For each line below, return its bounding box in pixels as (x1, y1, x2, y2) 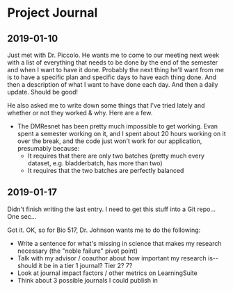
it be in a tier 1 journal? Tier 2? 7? (38, 261, 133, 269)
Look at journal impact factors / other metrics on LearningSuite (17, 269, 198, 277)
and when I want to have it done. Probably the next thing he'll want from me (7, 66, 225, 74)
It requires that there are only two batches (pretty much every (27, 151, 205, 160)
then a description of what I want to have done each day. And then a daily (7, 81, 218, 88)
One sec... (7, 212, 37, 220)
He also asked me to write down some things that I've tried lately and (7, 101, 205, 109)
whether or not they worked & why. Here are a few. (7, 109, 153, 117)
